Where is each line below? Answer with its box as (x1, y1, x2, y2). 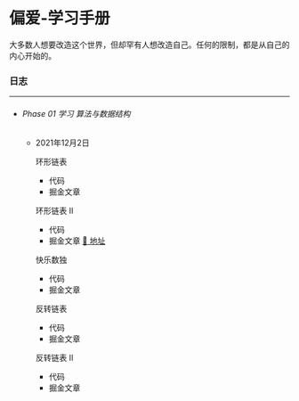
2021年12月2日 (35, 137, 90, 148)
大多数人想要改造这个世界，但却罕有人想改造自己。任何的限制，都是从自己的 (9, 39, 290, 50)
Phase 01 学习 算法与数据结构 (21, 108, 131, 119)
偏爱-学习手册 (9, 8, 111, 29)
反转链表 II (35, 353, 74, 364)
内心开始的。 (9, 50, 56, 61)
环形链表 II (35, 206, 74, 217)
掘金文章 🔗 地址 (48, 235, 106, 246)
